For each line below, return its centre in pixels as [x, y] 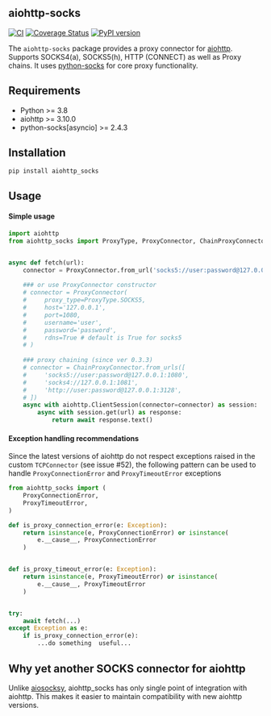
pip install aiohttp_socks [54, 171]
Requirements [44, 91]
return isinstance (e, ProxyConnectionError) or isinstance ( [126, 533]
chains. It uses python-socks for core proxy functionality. [104, 65]
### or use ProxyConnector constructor [90, 285]
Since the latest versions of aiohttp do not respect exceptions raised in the [132, 456]
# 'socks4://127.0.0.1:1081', [81, 382]
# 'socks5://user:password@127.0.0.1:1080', [106, 375]
